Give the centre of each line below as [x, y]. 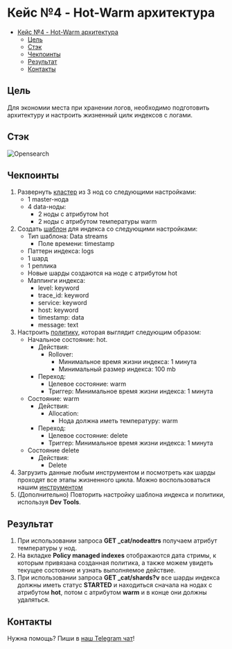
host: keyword [58, 310]
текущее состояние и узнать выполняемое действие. [96, 570]
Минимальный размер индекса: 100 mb [117, 369]
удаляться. [33, 600]
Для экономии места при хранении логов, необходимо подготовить [108, 107]
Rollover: [61, 354]
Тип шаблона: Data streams [68, 236]
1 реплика [42, 266]
